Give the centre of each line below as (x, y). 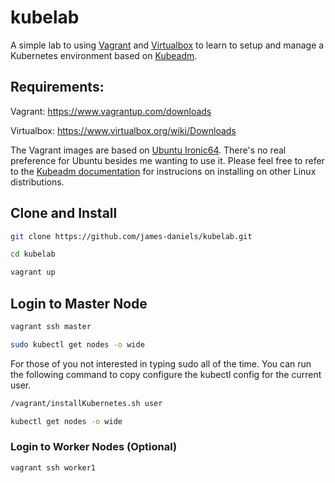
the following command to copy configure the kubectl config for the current (166, 374)
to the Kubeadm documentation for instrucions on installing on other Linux (163, 171)
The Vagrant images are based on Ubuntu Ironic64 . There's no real (148, 150)
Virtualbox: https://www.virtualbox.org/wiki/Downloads (123, 130)
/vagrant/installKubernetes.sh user (86, 403)
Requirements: (57, 87)
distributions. (37, 182)
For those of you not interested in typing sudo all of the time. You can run (161, 363)
